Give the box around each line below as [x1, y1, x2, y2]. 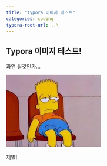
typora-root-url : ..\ [6, 22, 59, 28]
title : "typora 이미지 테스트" [6, 9, 75, 15]
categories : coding [6, 15, 54, 22]
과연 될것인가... [6, 63, 41, 70]
